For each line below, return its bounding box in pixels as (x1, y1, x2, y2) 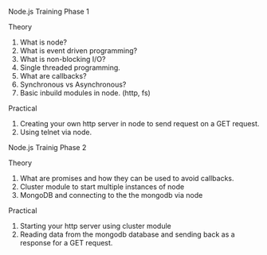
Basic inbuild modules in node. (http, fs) (19, 88, 151, 98)
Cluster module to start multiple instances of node (19, 182, 185, 191)
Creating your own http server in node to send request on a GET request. (19, 119, 260, 128)
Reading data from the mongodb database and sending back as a (19, 230, 235, 239)
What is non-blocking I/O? (19, 55, 106, 64)
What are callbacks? (19, 71, 87, 80)
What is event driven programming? (19, 46, 138, 55)
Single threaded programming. (19, 63, 121, 72)
